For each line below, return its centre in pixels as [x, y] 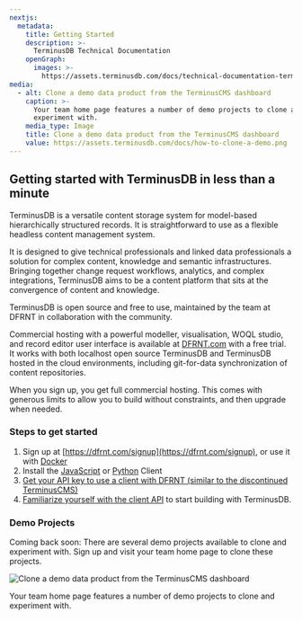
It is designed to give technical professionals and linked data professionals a [151, 252]
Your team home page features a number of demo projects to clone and [142, 596]
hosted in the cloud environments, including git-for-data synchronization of [148, 363]
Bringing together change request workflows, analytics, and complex [137, 270]
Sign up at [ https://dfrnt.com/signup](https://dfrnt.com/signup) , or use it [156, 451]
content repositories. [48, 372]
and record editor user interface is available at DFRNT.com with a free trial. [148, 343]
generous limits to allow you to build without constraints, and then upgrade [147, 399]
